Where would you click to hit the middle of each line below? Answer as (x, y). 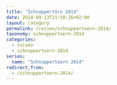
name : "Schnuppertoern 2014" (48, 62)
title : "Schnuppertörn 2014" (43, 12)
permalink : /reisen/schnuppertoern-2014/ (59, 28)
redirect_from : (25, 67)
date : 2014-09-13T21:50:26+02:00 (48, 17)
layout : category (28, 23)
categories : (21, 40)
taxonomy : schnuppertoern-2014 (45, 34)
